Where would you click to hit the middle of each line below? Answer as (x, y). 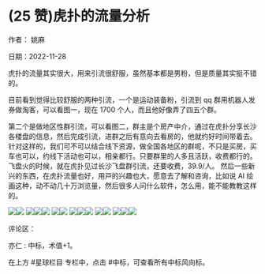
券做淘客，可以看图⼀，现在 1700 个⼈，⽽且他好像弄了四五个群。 (114, 109)
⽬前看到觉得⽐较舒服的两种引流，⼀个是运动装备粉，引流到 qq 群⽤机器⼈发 (132, 99)
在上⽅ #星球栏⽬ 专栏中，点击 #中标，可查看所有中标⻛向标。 (109, 262)
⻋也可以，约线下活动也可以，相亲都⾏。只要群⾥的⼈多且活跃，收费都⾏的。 (132, 156)
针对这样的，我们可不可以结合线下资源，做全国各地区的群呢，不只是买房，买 (132, 146)
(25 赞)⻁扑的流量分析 (79, 16)
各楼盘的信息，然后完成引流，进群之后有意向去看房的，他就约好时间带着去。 (132, 136)
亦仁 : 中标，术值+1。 (43, 245)
